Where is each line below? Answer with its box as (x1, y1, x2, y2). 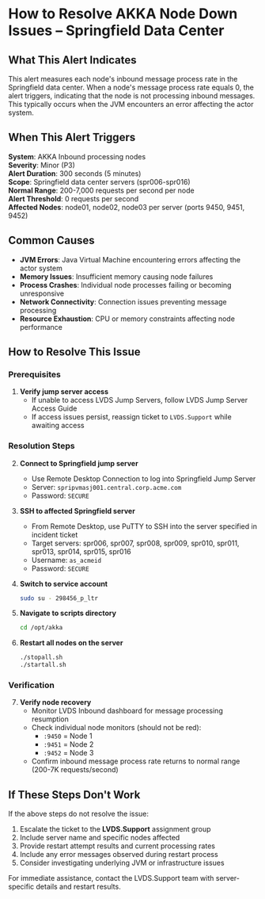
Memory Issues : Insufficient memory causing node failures (19, 271, 214, 281)
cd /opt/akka (19, 624, 63, 632)
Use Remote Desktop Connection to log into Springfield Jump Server (31, 473, 256, 484)
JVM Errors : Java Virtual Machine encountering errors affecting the (19, 254, 241, 264)
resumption (31, 714, 69, 724)
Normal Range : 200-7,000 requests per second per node (8, 186, 195, 195)
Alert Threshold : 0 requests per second (8, 193, 139, 203)
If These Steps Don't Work (8, 788, 141, 801)
